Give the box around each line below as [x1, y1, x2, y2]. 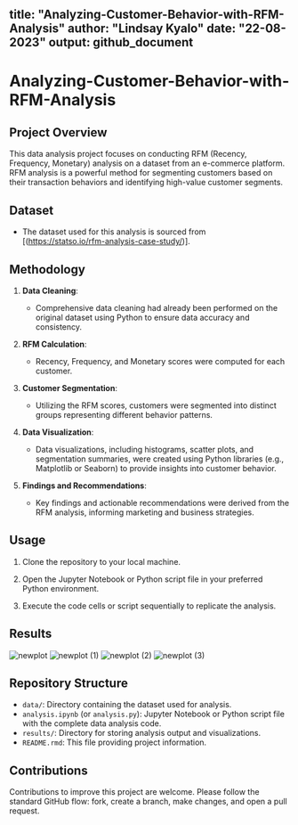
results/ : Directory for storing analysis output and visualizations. [21, 728, 261, 739]
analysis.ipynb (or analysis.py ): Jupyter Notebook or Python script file [21, 708, 285, 720]
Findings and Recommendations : [21, 480, 147, 491]
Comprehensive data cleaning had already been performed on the [35, 303, 278, 314]
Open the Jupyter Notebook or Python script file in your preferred [21, 574, 263, 584]
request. [9, 805, 40, 816]
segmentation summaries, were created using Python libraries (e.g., [35, 453, 285, 464]
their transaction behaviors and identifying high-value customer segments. [9, 177, 283, 188]
